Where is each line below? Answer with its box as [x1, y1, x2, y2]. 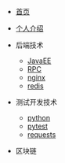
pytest [27, 121, 49, 131]
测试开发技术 [15, 98, 57, 106]
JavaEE [27, 56, 52, 65]
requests [27, 130, 56, 139]
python [27, 113, 51, 122]
